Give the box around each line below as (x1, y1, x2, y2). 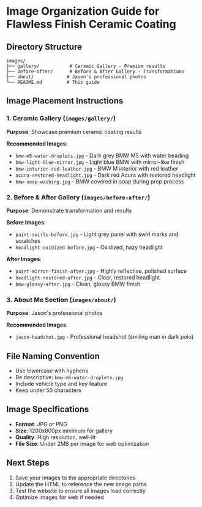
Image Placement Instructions (6, 96, 124, 106)
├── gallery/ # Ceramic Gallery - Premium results (6, 63, 166, 69)
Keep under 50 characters (15, 387, 81, 394)
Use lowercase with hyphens (15, 367, 89, 374)
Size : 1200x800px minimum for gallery (15, 427, 113, 434)
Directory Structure (6, 42, 83, 52)
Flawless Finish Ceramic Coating (6, 17, 176, 31)
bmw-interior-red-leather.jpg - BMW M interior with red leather (15, 165, 179, 172)
